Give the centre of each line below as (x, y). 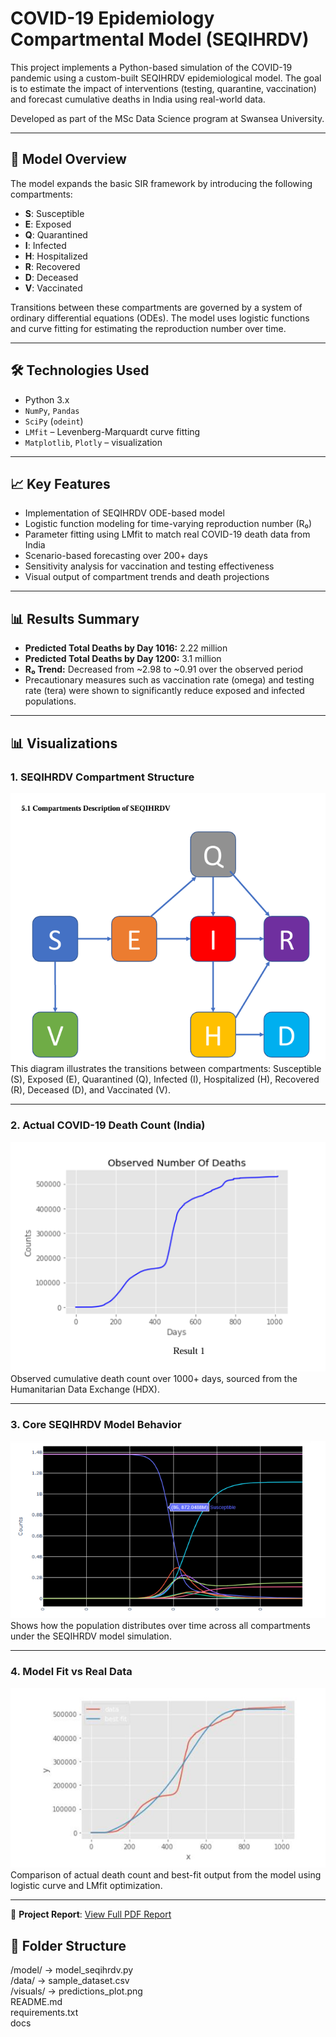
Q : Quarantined (56, 234)
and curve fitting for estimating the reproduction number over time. (148, 328)
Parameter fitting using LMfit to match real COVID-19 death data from (167, 534)
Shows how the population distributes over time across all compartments (160, 1626)
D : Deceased (51, 277)
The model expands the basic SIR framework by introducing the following (161, 183)
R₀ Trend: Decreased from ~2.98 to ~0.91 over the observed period (164, 669)
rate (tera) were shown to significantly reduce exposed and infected (164, 691)
